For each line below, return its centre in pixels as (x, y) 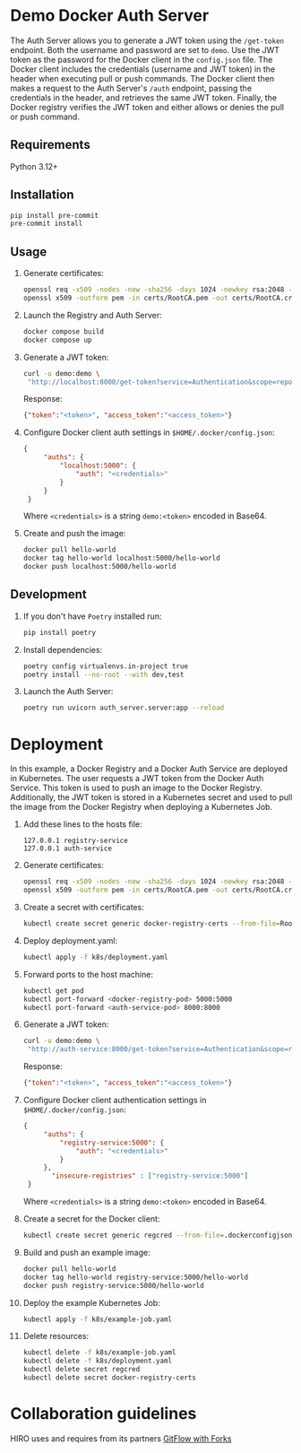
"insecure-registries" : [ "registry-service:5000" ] (150, 1176)
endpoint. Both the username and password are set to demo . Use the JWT (145, 49)
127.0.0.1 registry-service (75, 841)
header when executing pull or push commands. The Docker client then (142, 78)
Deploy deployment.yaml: (70, 940)
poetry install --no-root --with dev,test (103, 674)
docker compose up (57, 340)
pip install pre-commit (55, 215)
